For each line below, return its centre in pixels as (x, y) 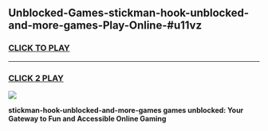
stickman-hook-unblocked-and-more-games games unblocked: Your (126, 110)
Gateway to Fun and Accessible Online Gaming (87, 118)
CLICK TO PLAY (39, 48)
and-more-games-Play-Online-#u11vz (105, 26)
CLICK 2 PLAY (36, 78)
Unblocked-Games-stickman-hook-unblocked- (129, 13)
